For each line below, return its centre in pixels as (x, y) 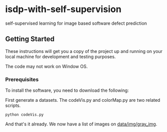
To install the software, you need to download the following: (67, 90)
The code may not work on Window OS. (47, 66)
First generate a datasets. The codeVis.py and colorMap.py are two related (83, 100)
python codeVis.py (24, 115)
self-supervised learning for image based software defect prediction (76, 23)
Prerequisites (22, 79)
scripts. (13, 106)
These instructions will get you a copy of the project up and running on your (84, 51)
